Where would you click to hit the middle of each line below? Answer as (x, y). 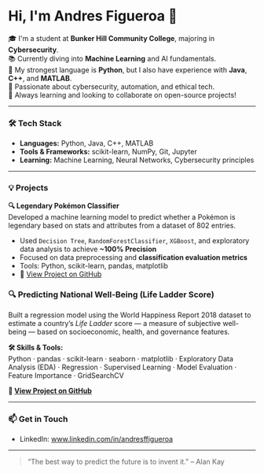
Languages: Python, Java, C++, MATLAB (86, 143)
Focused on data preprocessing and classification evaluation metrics (133, 257)
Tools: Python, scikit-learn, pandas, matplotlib (94, 265)
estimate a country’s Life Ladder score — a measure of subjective (115, 323)
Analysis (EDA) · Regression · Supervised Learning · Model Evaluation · (123, 367)
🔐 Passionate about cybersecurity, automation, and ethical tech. (112, 87)
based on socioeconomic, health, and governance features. (133, 331)
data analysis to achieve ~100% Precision (88, 249)
